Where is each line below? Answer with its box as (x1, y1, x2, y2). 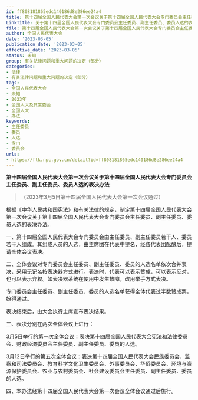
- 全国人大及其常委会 (6, 101, 51, 108)
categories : (6, 63, 35, 70)
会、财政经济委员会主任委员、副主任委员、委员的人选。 (6, 340, 140, 347)
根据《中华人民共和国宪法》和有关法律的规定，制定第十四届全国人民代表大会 (6, 206, 192, 213)
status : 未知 (6, 53, 37, 58)
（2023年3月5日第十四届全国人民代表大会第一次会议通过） (20, 194, 164, 201)
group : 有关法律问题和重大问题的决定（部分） (6, 58, 104, 64)
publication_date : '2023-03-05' (6, 42, 85, 48)
